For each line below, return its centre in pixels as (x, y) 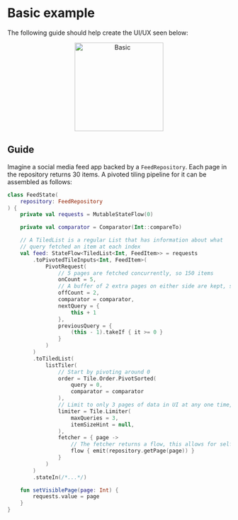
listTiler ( (61, 365)
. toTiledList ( (53, 358)
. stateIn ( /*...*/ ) (60, 477)
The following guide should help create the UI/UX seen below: (98, 33)
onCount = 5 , (77, 280)
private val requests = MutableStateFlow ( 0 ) (87, 215)
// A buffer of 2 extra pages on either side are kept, (142, 286)
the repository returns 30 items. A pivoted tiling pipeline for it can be (107, 174)
